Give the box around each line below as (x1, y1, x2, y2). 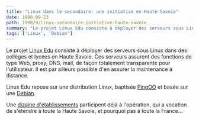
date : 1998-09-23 (6, 14, 49, 20)
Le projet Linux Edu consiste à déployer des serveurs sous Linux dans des (6, 47, 188, 54)
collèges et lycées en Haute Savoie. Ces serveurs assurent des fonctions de (6, 53, 192, 60)
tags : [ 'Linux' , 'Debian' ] (6, 31, 73, 37)
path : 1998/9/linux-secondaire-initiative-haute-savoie (6, 20, 147, 25)
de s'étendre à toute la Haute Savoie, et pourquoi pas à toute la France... (6, 108, 183, 115)
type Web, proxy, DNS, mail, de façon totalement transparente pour (6, 60, 171, 67)
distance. (6, 72, 29, 79)
